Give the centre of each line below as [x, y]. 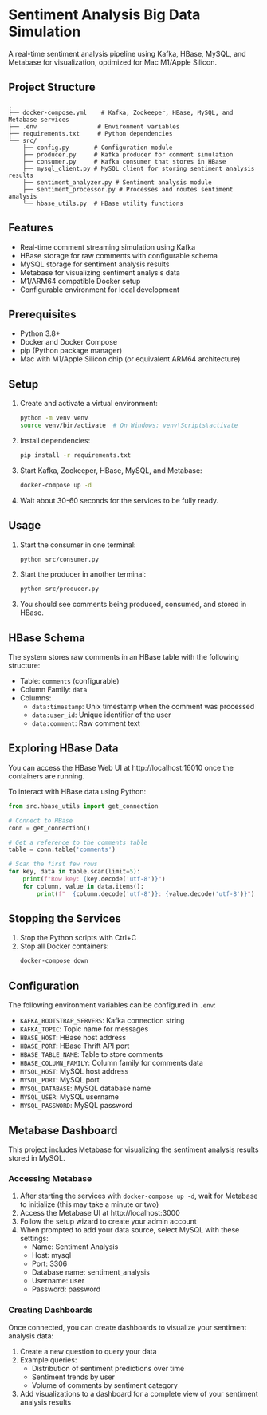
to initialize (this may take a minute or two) [89, 1204]
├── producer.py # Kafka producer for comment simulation [128, 154]
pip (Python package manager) [71, 351]
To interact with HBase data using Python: [77, 791]
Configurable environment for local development [100, 290]
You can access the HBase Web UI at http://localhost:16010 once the [121, 767]
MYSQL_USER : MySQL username [69, 1097]
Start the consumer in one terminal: [78, 545]
